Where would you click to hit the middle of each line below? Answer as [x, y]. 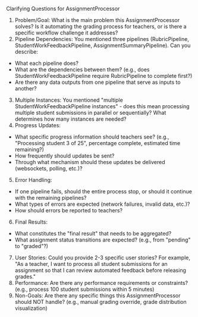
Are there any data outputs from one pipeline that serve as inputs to [98, 82]
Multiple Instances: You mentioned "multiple [69, 100]
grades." [25, 277]
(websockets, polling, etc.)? [48, 168]
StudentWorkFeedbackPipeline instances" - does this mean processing [102, 106]
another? [26, 88]
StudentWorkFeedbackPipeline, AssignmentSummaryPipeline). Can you [103, 45]
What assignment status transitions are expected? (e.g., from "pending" [103, 240]
